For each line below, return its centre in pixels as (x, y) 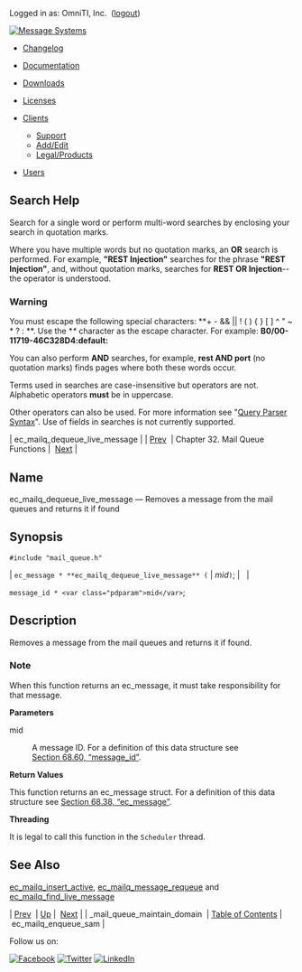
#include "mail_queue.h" (56, 558)
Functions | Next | (44, 449)
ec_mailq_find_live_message (62, 896)
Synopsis (36, 537)
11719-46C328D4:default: (59, 341)
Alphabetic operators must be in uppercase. (92, 395)
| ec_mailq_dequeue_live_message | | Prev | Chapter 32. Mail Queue (137, 439)
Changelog (43, 48)
